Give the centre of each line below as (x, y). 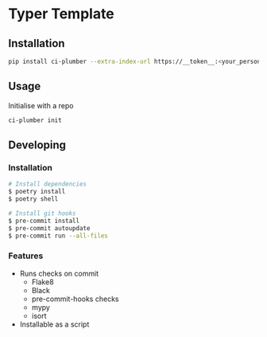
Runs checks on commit (59, 273)
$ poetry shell (33, 199)
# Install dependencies (48, 184)
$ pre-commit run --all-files (58, 236)
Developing (37, 145)
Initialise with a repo (41, 105)
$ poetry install (37, 192)
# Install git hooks (43, 213)
